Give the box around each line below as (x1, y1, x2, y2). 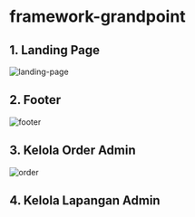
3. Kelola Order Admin (9, 143, 136, 158)
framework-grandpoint (9, 6, 186, 27)
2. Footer (9, 92, 62, 108)
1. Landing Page (9, 42, 101, 58)
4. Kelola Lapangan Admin (9, 193, 161, 209)
